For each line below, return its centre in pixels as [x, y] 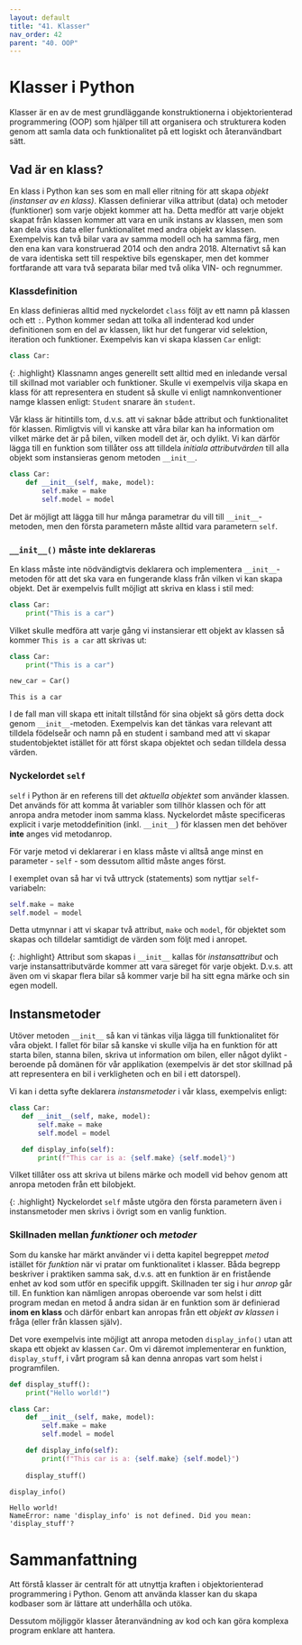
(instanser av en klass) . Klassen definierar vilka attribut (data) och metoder [149, 201]
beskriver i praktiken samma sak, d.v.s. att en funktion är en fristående [140, 1274]
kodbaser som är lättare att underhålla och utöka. [101, 1604]
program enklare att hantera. [62, 1631]
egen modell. [34, 986]
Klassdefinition [44, 291]
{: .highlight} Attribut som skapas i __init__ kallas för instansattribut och [144, 957]
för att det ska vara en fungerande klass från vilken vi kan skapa [164, 579]
